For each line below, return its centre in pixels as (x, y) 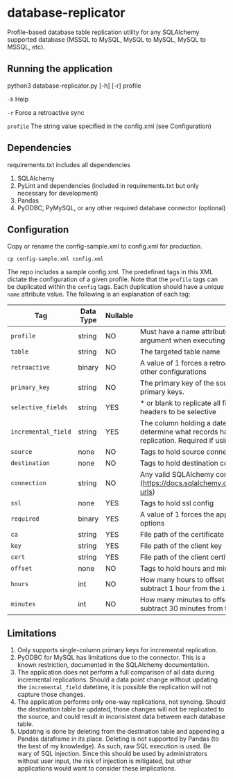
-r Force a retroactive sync (46, 112)
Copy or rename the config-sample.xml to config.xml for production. (105, 246)
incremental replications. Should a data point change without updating (118, 679)
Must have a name (170, 332)
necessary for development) (58, 193)
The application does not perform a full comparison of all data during (116, 672)
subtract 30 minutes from (181, 608)
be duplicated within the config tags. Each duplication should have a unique (115, 287)
